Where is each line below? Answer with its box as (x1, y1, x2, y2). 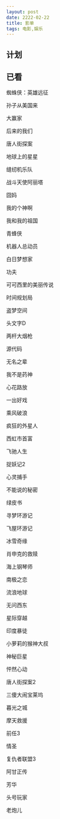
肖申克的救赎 (6, 550, 38, 558)
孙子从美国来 (6, 102, 38, 109)
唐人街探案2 (6, 678, 36, 686)
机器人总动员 (6, 242, 38, 250)
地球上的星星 (6, 153, 38, 160)
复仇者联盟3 (6, 755, 36, 763)
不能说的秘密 (6, 486, 38, 493)
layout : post (6, 8, 39, 15)
